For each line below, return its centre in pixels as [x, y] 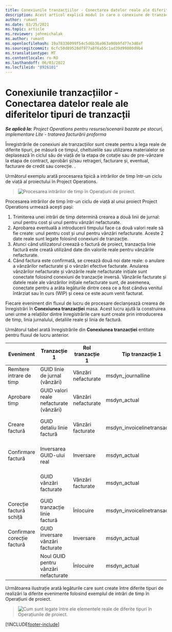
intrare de [20, 376]
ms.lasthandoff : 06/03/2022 [35, 63]
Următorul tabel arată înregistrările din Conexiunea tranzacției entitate [80, 330]
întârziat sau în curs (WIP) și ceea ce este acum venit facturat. [78, 293]
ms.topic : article [25, 29]
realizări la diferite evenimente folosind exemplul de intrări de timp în [77, 593]
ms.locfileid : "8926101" [32, 67]
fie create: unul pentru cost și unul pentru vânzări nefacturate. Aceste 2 [88, 233]
